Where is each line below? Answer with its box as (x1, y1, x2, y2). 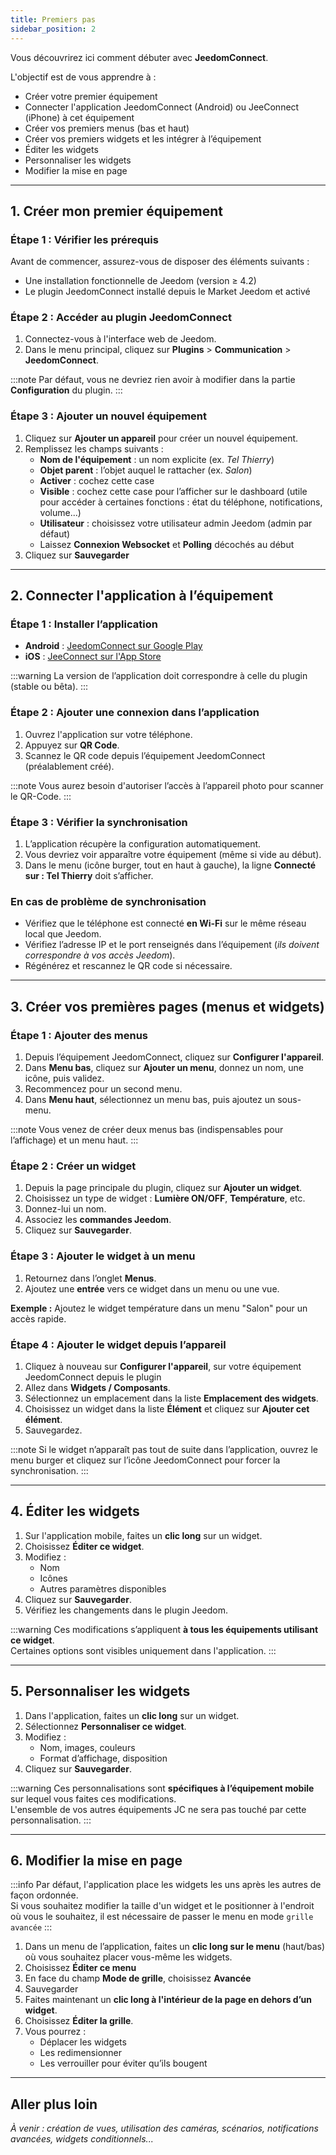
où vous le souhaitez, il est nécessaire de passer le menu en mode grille (10, 1911, 314, 1923)
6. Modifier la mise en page (10, 1852, 183, 1869)
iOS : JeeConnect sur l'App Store (24, 651, 162, 663)
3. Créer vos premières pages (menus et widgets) (10, 998, 325, 1015)
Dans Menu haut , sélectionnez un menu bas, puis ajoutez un (24, 1094, 276, 1106)
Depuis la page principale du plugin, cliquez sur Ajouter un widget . (24, 1182, 303, 1194)
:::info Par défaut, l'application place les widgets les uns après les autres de (10, 1879, 322, 1891)
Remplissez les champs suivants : (24, 442, 164, 455)
